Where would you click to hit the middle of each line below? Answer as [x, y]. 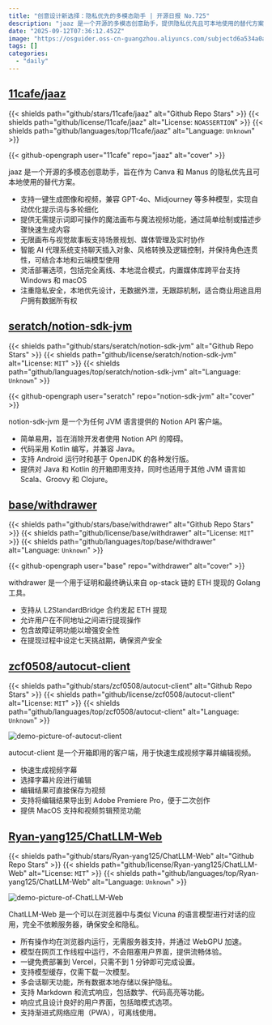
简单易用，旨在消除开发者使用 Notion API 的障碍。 [104, 438]
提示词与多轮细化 [70, 209]
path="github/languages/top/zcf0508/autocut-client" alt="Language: [124, 712]
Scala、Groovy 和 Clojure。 [66, 479]
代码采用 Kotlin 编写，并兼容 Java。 [79, 448]
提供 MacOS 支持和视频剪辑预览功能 [81, 810]
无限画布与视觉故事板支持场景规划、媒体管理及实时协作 [112, 239]
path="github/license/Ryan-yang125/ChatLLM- [179, 865]
